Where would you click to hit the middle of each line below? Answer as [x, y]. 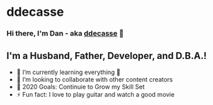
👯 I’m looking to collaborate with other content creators [94, 79]
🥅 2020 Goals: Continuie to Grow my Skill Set [81, 86]
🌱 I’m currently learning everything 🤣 [69, 72]
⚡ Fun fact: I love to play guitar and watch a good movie [95, 94]
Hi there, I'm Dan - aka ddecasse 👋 [65, 34]
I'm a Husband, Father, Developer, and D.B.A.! [107, 56]
